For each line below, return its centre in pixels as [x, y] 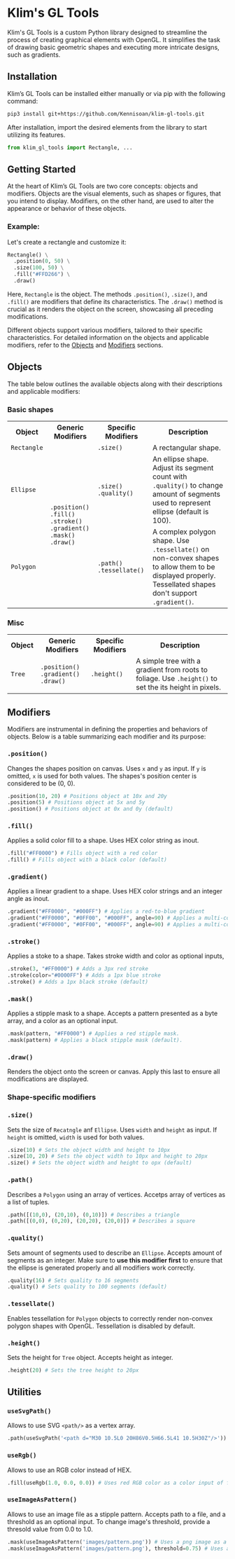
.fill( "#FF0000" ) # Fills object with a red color [83, 853]
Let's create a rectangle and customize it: [67, 242]
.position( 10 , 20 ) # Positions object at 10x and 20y [87, 796]
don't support [175, 593]
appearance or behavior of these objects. [67, 209]
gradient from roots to [172, 670]
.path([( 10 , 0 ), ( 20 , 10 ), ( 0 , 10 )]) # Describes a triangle [93, 1215]
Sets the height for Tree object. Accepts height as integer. [90, 1357]
